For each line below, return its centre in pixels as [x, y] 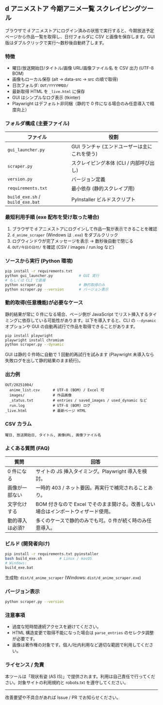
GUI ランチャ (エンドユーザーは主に [112, 146]
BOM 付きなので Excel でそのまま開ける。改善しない [96, 504]
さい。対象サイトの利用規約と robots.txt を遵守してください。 [67, 682]
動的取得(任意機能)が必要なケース [44, 303]
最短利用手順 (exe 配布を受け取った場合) [52, 217]
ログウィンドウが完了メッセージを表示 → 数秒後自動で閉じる [73, 241]
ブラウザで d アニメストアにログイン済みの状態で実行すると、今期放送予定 [80, 30]
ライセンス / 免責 [25, 665]
